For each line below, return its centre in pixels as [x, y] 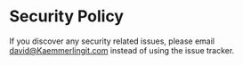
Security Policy [67, 16]
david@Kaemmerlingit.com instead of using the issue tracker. [122, 50]
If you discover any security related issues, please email [112, 41]
